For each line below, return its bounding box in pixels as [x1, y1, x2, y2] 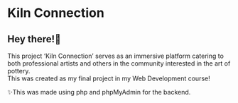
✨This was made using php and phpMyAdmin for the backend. [7, 88, 191, 96]
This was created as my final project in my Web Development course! [7, 74, 211, 83]
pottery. [7, 67, 31, 75]
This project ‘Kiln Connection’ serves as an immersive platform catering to [7, 51, 224, 60]
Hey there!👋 [7, 33, 62, 45]
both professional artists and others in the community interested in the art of [7, 59, 231, 68]
